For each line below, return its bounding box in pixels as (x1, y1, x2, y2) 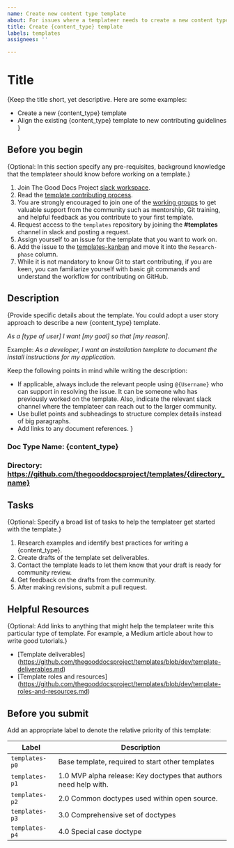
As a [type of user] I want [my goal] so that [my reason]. (7, 332, 170, 340)
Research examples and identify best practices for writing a (17, 538, 189, 547)
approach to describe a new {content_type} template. (7, 318, 161, 326)
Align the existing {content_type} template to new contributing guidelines (17, 116, 227, 125)
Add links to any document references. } (17, 424, 134, 432)
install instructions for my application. (7, 353, 116, 361)
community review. (17, 568, 72, 577)
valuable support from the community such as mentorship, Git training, (17, 205, 221, 213)
